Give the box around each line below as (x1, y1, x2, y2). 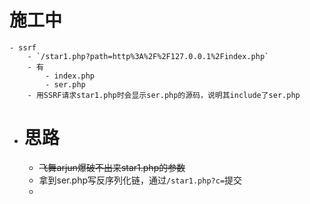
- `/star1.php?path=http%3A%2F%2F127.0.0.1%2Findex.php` (27, 51, 270, 61)
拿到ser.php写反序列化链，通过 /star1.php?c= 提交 (38, 174, 243, 186)
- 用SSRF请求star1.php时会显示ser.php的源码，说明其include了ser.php (27, 90, 301, 100)
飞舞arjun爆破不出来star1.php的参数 (38, 161, 186, 173)
